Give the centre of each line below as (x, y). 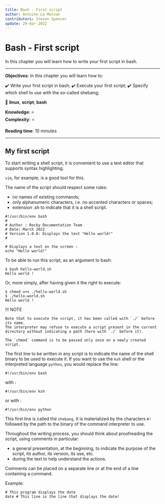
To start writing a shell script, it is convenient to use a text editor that (74, 163)
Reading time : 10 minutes (31, 131)
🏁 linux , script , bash (26, 102)
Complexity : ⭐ (20, 119)
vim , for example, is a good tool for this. (45, 178)
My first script (27, 151)
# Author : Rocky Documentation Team (44, 225)
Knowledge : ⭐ (20, 112)
